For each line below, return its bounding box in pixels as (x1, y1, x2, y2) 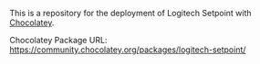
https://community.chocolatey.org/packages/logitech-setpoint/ (9, 44, 246, 55)
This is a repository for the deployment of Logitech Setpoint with (9, 8, 253, 18)
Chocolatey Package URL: (9, 35, 108, 45)
